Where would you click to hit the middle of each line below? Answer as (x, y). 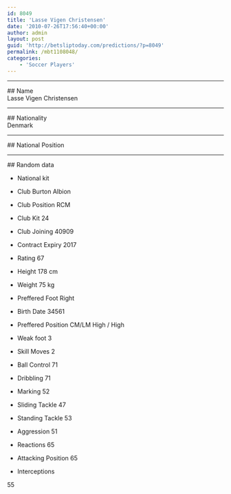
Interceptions (36, 471)
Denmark (20, 125)
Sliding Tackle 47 (42, 405)
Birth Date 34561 (41, 311)
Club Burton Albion (44, 191)
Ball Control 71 (37, 365)
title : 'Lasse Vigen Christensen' (57, 20)
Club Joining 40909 (45, 231)
